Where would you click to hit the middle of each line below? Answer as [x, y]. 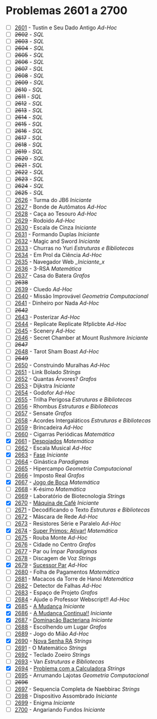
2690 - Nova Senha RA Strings [53, 641]
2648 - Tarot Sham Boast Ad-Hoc [57, 351]
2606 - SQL [29, 62]
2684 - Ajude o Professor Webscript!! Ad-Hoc [72, 599]
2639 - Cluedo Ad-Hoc [44, 289]
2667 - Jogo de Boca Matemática [57, 482]
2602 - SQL [29, 34]
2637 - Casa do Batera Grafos [52, 276]
